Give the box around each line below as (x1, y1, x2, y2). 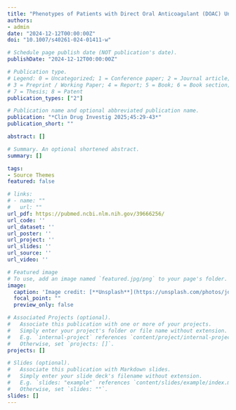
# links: (7, 191, 33, 198)
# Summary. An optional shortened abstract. (7, 146, 140, 153)
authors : (7, 17, 33, 24)
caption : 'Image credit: (13, 288, 86, 295)
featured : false (7, 178, 55, 185)
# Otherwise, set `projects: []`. (7, 340, 114, 347)
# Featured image (7, 269, 58, 276)
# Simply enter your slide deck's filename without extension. (7, 373, 202, 380)
